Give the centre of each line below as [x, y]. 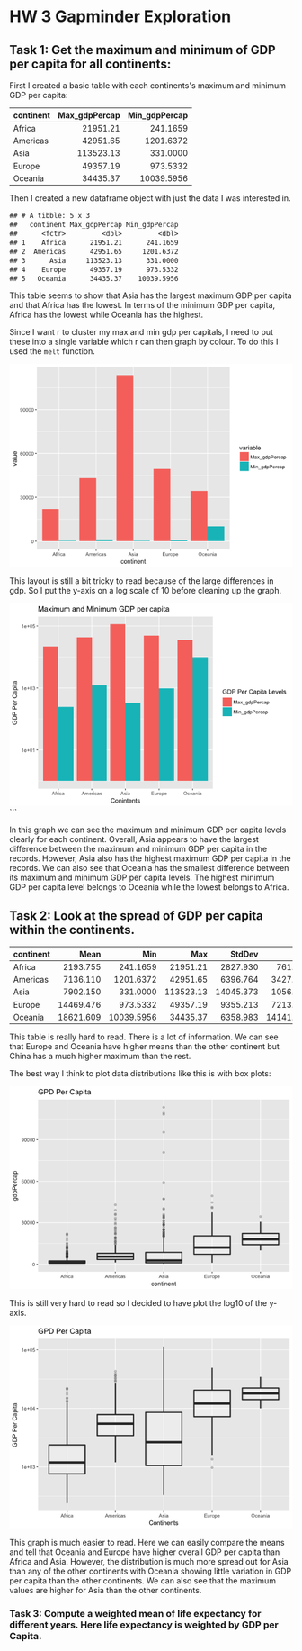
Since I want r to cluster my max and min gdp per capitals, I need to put [142, 332]
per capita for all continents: [90, 63]
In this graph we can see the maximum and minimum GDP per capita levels [148, 830]
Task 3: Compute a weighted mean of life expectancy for [135, 1614]
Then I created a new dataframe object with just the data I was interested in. [150, 198]
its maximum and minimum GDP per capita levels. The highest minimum [142, 878]
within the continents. [72, 930]
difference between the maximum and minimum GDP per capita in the [138, 849]
